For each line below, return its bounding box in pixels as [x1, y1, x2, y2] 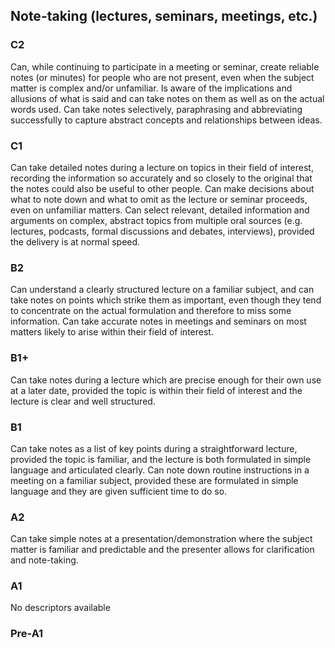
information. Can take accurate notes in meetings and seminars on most [10, 315, 307, 328]
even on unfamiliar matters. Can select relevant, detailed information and [10, 204, 310, 216]
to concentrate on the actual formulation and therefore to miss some [10, 305, 292, 317]
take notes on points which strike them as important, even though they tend [10, 294, 322, 306]
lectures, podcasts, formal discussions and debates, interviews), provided [10, 225, 315, 237]
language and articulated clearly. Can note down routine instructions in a [10, 464, 310, 476]
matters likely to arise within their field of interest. [10, 326, 214, 338]
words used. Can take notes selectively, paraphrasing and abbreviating [10, 103, 303, 115]
